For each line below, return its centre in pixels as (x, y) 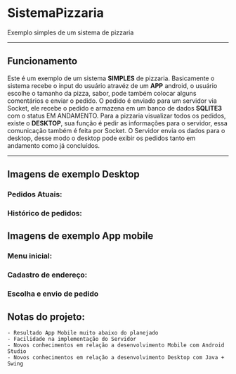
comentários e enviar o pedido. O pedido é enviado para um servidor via (112, 101)
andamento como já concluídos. (54, 145)
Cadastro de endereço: (47, 275)
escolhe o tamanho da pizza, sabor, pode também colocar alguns (102, 93)
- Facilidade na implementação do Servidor (72, 339)
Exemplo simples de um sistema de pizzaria (71, 32)
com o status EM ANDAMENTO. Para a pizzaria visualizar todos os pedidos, (117, 116)
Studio (17, 351)
